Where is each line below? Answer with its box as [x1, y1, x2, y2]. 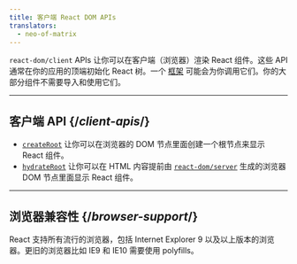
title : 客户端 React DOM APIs [9, 12, 117, 22]
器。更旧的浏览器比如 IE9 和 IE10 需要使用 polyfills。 [9, 245, 199, 255]
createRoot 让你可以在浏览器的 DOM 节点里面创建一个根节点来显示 [21, 139, 265, 150]
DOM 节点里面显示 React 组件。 [21, 172, 139, 182]
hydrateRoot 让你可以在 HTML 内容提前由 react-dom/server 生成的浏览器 [21, 161, 286, 172]
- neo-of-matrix [17, 29, 77, 38]
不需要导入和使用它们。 [39, 77, 126, 88]
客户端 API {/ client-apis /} [9, 113, 150, 128]
